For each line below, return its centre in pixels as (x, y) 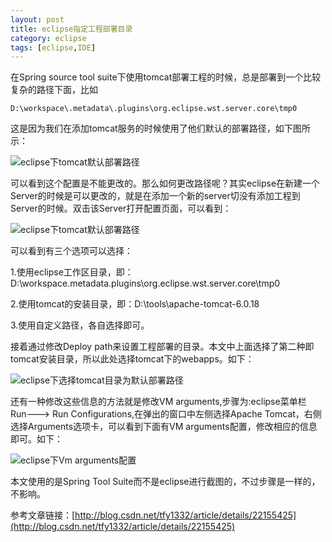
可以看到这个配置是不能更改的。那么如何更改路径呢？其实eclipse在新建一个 (165, 183)
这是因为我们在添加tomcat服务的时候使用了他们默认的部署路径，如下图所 (160, 128)
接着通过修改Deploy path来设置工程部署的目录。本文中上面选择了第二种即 (162, 347)
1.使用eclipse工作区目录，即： (72, 272)
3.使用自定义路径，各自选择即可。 (80, 325)
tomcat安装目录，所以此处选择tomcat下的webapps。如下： (132, 359)
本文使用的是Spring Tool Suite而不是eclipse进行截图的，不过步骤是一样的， (165, 482)
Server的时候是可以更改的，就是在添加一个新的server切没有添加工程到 (155, 196)
